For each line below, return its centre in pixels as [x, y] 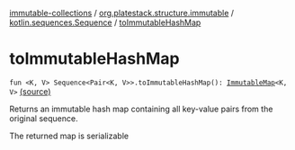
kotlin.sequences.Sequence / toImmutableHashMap [105, 22]
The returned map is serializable [69, 136]
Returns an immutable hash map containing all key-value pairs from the [141, 109]
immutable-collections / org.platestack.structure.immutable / [122, 13]
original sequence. [44, 118]
